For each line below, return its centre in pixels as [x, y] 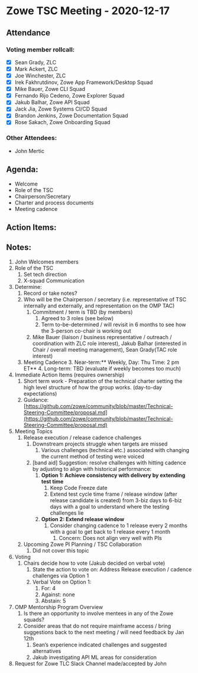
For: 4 [48, 588]
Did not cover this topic [61, 550]
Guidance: [36, 399]
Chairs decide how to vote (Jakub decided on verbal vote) [94, 563]
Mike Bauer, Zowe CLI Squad [50, 89]
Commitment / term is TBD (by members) [82, 312]
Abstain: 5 [53, 600]
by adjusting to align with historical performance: [92, 469]
